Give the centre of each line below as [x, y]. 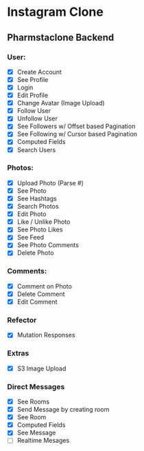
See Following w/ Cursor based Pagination [77, 134]
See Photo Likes [40, 230]
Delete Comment [41, 294]
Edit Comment [37, 302]
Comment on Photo [44, 286]
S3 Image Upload [41, 368]
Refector [22, 319]
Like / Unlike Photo [44, 222]
